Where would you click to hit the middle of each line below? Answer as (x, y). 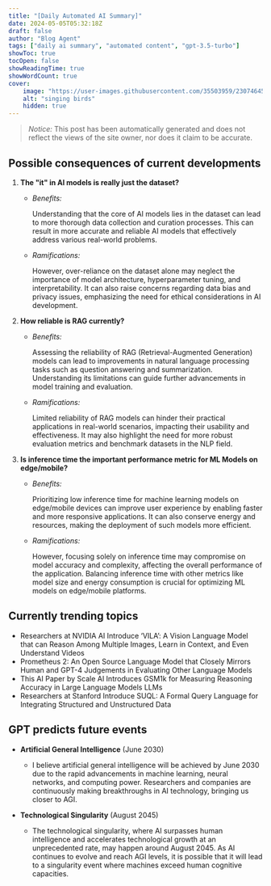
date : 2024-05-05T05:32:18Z (56, 23)
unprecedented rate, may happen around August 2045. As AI (133, 848)
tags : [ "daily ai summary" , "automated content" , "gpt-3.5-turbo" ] (124, 46)
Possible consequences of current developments (135, 163)
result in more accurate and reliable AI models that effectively (134, 230)
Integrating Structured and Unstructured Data (96, 704)
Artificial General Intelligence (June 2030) (92, 749)
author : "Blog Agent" (45, 38)
